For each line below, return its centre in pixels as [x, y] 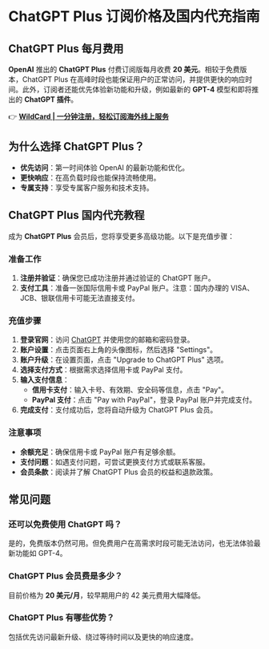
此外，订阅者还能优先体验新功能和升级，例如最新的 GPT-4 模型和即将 [137, 89]
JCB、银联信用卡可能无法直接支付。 [80, 298]
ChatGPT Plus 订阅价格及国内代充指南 [134, 16]
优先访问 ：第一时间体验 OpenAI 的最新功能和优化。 [104, 167]
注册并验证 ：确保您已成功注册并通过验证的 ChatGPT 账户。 [118, 278]
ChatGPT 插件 [47, 99]
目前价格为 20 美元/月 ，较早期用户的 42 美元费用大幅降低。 [107, 595]
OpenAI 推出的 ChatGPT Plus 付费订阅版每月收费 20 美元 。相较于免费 [124, 69]
